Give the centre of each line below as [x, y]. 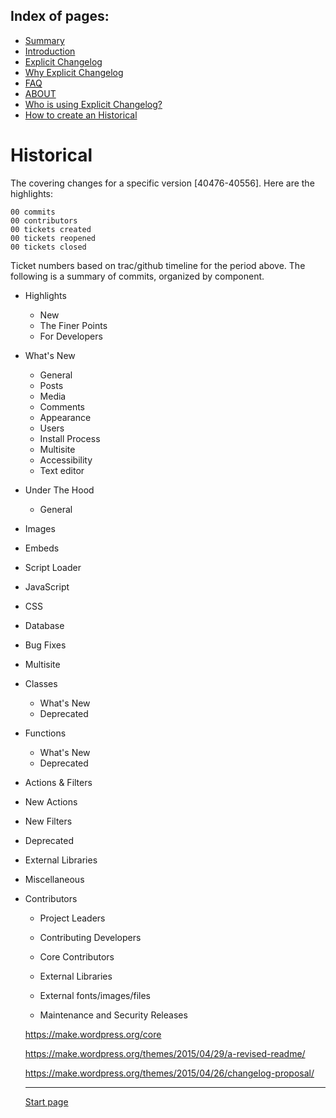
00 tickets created [51, 229]
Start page [46, 1101]
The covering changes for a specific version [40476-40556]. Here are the [162, 183]
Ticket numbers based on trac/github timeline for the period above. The [158, 265]
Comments [62, 406]
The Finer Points [73, 325]
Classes [41, 683]
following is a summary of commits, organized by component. [137, 276]
